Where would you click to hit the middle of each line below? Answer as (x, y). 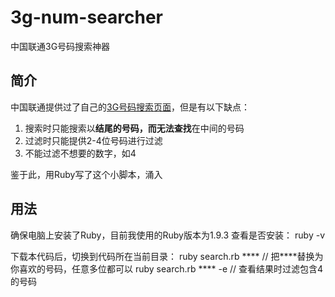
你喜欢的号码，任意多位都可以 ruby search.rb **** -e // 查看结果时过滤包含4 (167, 268)
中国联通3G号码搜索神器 (60, 46)
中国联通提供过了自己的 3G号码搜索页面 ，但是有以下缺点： (130, 107)
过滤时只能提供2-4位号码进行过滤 (93, 140)
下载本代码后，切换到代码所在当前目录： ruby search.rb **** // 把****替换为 (167, 256)
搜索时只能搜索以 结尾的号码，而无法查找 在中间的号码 (134, 128)
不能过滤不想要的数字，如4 (80, 153)
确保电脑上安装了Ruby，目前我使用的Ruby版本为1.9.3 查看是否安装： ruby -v (168, 235)
